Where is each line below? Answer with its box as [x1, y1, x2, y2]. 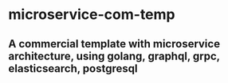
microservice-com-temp [8, 6, 175, 24]
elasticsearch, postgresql [8, 62, 138, 75]
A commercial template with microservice [8, 37, 221, 51]
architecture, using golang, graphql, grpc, [8, 49, 221, 62]
